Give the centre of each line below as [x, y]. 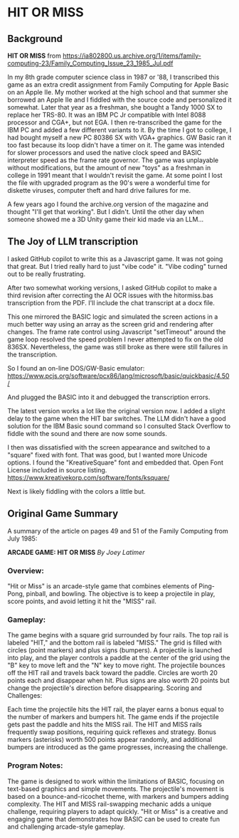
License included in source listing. [57, 470]
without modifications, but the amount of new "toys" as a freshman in [109, 168]
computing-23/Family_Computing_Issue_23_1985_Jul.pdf [90, 63]
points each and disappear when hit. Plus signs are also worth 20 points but [118, 681]
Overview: [26, 571]
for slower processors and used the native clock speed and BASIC [105, 153]
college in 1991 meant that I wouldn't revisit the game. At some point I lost [115, 175]
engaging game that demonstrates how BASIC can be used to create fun [114, 819]
